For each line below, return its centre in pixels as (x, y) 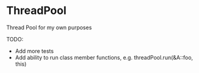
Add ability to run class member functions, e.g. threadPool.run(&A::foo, (104, 57)
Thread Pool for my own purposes (49, 27)
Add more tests (34, 51)
